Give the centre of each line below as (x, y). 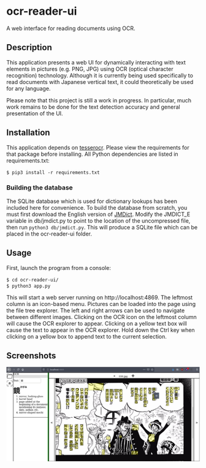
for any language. (29, 88)
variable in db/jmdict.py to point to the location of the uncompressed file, (98, 221)
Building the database (40, 188)
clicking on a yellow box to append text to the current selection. (87, 336)
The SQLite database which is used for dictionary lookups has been (92, 201)
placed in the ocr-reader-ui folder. (49, 234)
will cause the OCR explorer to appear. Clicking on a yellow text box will (97, 323)
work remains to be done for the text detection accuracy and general (93, 107)
